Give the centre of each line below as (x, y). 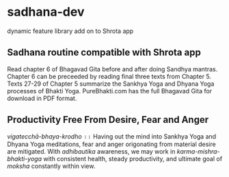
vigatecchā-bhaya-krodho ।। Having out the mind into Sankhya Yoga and (112, 136)
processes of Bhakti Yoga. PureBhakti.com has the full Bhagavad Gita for (110, 91)
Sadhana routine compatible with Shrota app (104, 52)
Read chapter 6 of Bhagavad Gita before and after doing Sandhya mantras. (112, 69)
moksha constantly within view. (51, 166)
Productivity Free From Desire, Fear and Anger (108, 120)
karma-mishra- (198, 151)
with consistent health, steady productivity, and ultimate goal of (133, 158)
